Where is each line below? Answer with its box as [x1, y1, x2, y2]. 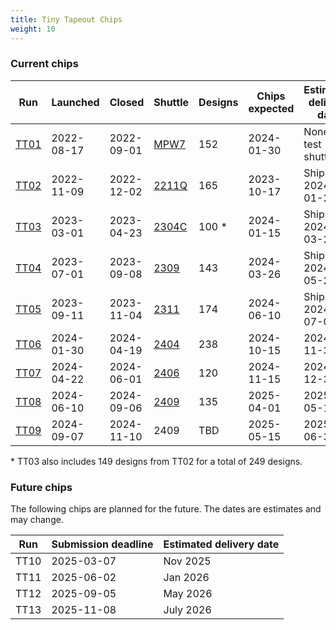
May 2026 [163, 587, 213, 601]
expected [248, 101, 295, 115]
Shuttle [153, 95, 190, 109]
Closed [109, 95, 145, 109]
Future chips [10, 480, 73, 494]
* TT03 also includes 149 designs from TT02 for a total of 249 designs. [10, 455, 303, 467]
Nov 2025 [163, 554, 212, 568]
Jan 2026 [163, 571, 210, 585]
